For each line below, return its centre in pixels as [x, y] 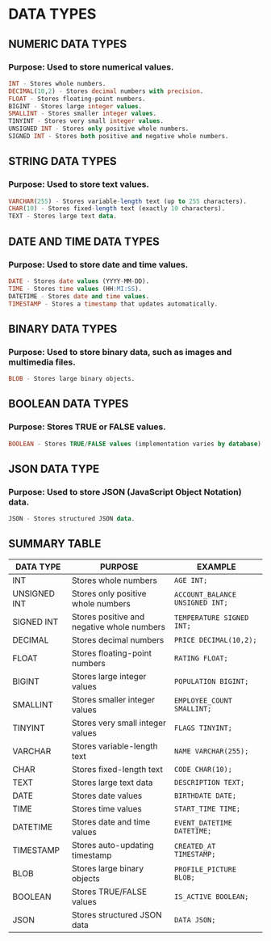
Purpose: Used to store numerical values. [91, 67]
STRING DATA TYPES [63, 161]
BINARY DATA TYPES [63, 329]
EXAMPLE [216, 567]
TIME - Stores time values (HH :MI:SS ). [75, 289]
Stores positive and [108, 617]
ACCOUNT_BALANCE [205, 594]
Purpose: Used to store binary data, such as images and [120, 352]
